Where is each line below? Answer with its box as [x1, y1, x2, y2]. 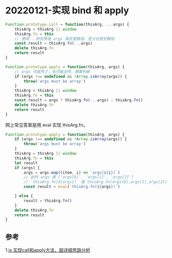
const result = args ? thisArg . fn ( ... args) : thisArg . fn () [14, 98, 143, 103]
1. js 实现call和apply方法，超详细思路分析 [5, 247, 91, 253]
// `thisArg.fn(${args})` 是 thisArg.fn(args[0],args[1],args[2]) [24, 179, 167, 184]
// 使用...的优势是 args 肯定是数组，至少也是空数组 [14, 36, 115, 41]
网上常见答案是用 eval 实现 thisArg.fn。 [5, 122, 88, 128]
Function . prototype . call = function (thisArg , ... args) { [5, 21, 130, 27]
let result [14, 160, 38, 166]
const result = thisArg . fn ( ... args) [14, 41, 93, 46]
